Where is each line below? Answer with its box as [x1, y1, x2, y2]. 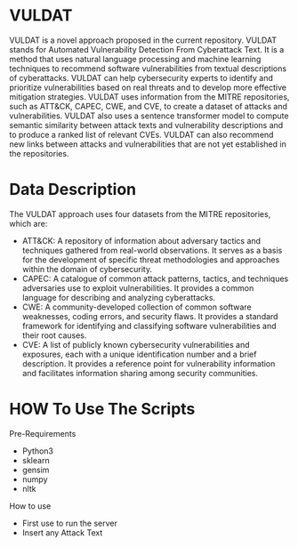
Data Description [9, 180, 137, 200]
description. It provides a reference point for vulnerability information [21, 358, 276, 369]
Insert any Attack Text [21, 527, 103, 538]
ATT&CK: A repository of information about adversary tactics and [21, 235, 261, 245]
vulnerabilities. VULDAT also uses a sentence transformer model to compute [9, 110, 289, 121]
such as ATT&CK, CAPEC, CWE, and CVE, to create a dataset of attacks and [9, 101, 287, 111]
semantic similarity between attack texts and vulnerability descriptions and [9, 119, 284, 130]
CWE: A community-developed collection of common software [21, 302, 252, 312]
